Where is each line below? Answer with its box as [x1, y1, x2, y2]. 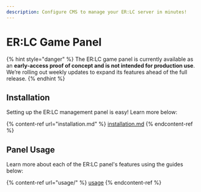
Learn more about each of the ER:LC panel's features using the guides [6, 161, 183, 168]
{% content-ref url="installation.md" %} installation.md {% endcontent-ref [6, 120, 194, 128]
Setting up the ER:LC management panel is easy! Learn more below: [6, 108, 178, 116]
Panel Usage [6, 144, 55, 155]
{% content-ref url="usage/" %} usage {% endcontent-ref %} [6, 179, 162, 187]
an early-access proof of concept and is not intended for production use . [6, 62, 196, 69]
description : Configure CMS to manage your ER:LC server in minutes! [6, 9, 188, 15]
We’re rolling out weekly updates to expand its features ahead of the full [6, 68, 188, 76]
